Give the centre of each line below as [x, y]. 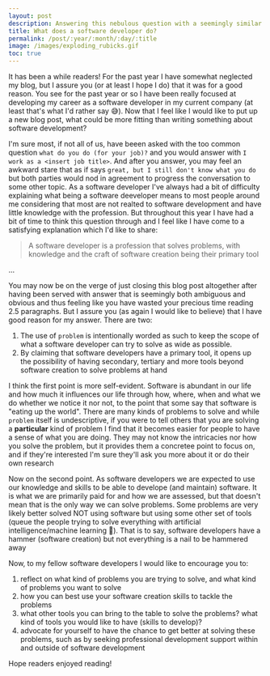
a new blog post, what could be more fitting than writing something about [131, 119]
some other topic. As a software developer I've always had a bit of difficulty [134, 187]
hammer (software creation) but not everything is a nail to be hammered [128, 539]
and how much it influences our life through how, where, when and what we [135, 394]
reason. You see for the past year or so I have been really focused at [122, 94]
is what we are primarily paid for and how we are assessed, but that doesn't [135, 496]
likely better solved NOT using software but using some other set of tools [130, 513]
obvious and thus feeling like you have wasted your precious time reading [131, 303]
